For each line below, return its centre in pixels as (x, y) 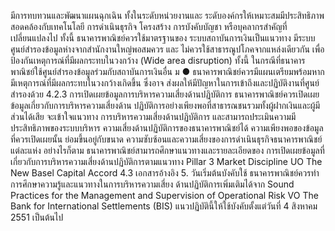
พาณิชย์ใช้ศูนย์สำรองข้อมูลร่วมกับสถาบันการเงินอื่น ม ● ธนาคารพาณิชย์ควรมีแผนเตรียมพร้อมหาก (167, 71)
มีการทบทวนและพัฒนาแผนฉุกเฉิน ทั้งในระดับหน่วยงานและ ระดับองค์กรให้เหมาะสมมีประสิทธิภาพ (167, 15)
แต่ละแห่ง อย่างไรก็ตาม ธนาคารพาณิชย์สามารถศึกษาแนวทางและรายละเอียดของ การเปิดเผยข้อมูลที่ (167, 150)
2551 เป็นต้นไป (37, 217)
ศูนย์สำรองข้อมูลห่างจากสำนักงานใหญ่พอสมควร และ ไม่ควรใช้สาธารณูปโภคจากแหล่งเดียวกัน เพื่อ (167, 49)
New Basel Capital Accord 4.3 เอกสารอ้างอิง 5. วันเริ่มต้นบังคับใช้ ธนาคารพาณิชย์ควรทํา (165, 173)
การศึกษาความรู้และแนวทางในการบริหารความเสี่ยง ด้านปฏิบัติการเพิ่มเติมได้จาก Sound (152, 184)
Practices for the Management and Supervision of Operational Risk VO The (164, 195)
